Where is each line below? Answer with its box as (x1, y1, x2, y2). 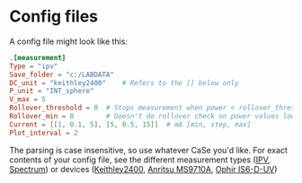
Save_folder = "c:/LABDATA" (9, 70, 115, 79)
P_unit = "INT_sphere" (9, 87, 94, 96)
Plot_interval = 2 (9, 128, 78, 137)
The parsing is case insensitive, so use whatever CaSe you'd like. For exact (9, 144, 288, 155)
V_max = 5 (9, 95, 47, 104)
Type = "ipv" (9, 61, 58, 71)
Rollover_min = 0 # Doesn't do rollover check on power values (9, 112, 280, 121)
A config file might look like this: (9, 36, 129, 47)
